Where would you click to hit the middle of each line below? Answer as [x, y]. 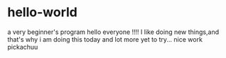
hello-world [43, 12]
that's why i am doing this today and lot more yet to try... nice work [105, 39]
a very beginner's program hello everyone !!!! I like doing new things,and [113, 32]
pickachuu [23, 47]
